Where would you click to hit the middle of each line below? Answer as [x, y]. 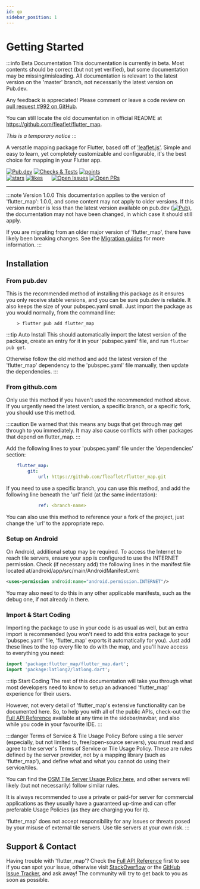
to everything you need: [35, 653]
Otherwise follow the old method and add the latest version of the [87, 359]
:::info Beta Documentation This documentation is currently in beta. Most [95, 63]
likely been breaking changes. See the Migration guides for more [85, 239]
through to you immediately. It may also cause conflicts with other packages [100, 431]
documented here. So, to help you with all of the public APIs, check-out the [98, 712]
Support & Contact [41, 846]
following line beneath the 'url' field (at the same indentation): [82, 495]
